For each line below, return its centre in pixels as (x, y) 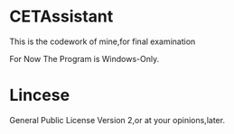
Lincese (40, 95)
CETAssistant (61, 17)
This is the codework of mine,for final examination (103, 41)
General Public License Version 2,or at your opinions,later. (117, 120)
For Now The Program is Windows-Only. (84, 58)
